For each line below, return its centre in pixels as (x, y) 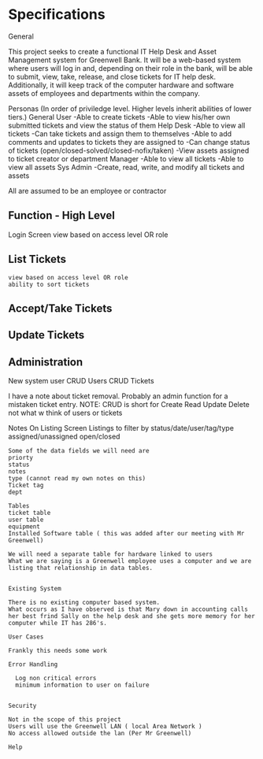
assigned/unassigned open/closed (64, 437)
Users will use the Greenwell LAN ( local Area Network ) (105, 727)
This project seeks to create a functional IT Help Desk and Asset (113, 51)
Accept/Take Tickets (60, 308)
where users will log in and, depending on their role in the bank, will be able (131, 68)
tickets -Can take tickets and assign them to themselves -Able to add (120, 133)
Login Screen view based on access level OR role (88, 235)
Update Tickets (46, 335)
